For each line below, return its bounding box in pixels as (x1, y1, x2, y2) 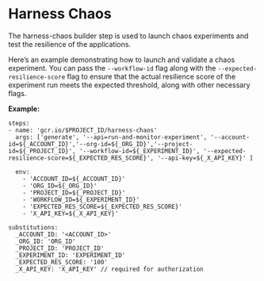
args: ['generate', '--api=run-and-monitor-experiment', (15, 133, 208, 141)
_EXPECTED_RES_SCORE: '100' (15, 258, 109, 266)
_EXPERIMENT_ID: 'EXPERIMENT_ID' (15, 251, 126, 259)
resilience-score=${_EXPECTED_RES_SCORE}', (8, 154, 155, 162)
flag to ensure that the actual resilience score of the (67, 71, 236, 81)
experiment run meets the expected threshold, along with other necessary (8, 80, 251, 90)
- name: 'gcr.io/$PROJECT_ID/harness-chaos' (8, 126, 158, 134)
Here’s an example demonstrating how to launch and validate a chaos (8, 55, 235, 64)
